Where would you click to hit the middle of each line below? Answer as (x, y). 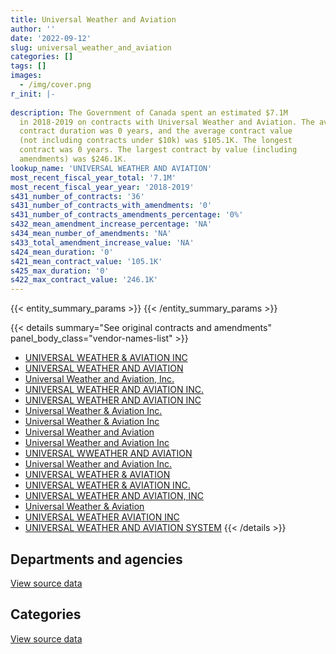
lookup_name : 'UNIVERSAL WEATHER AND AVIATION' (111, 168)
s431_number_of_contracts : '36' (77, 196)
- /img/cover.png (55, 85)
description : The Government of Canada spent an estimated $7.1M (149, 112)
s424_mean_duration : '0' (62, 252)
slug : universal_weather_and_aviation (91, 47)
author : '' (33, 29)
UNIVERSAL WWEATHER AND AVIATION (108, 453)
